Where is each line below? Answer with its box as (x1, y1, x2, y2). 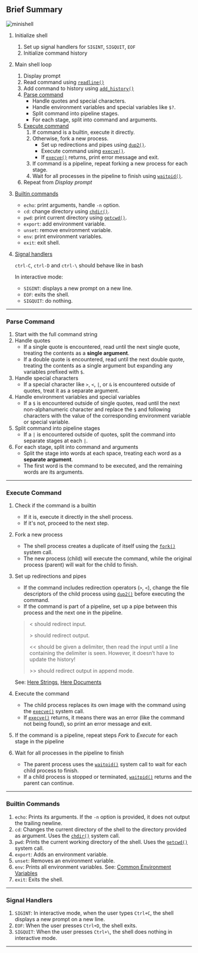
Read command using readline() (23, 78, 105, 85)
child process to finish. (23, 767, 79, 774)
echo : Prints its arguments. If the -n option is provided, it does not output (14, 813, 190, 820)
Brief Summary (6, 5, 63, 15)
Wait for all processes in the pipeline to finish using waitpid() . (32, 172, 183, 179)
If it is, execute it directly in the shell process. (23, 514, 134, 521)
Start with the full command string (14, 331, 98, 338)
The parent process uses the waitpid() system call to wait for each (23, 761, 187, 768)
